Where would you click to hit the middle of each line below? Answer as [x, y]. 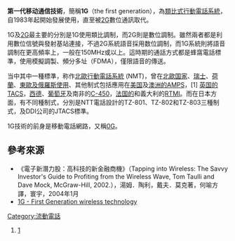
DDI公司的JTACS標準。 [59, 111]
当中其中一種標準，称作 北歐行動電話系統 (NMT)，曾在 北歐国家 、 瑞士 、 [110, 76]
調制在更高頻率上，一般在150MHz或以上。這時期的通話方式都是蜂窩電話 [111, 52]
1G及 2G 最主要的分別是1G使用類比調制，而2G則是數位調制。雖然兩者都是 [112, 35]
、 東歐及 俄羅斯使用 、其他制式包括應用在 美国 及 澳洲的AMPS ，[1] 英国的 [116, 85]
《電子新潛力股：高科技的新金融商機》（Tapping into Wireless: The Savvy [122, 169]
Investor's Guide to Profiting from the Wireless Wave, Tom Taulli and [116, 176]
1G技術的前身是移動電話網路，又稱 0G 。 [64, 126]
